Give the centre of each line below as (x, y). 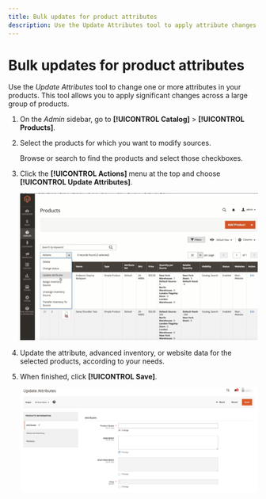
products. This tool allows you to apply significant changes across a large (128, 96)
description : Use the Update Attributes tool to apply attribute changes (133, 25)
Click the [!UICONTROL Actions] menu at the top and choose (120, 173)
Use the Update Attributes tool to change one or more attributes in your (125, 87)
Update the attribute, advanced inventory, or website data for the (125, 352)
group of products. (39, 104)
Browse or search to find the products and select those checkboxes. (131, 158)
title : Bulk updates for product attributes (83, 17)
